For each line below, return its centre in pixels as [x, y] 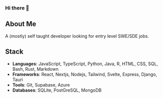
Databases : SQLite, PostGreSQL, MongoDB [57, 90]
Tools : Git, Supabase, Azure [41, 85]
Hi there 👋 [17, 8]
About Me [21, 24]
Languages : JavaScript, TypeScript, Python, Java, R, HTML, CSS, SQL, [85, 64]
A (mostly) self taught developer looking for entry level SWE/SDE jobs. [77, 36]
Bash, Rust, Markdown [35, 69]
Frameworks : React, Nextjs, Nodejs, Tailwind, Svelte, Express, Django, [85, 74]
